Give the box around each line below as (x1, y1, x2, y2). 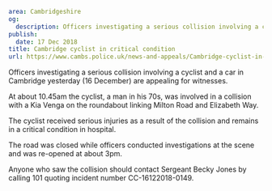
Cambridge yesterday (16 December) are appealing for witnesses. (8, 76, 228, 86)
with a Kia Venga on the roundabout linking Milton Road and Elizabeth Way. (8, 100, 259, 110)
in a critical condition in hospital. (8, 125, 117, 134)
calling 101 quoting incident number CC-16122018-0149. (8, 173, 194, 183)
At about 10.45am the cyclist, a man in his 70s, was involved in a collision (8, 91, 252, 101)
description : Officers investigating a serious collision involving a (15, 23, 259, 31)
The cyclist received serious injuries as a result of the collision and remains (8, 116, 259, 125)
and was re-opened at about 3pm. (8, 149, 123, 159)
